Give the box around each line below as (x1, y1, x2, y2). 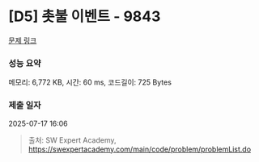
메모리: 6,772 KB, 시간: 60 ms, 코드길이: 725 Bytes (8, 77, 172, 87)
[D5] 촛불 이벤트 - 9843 (8, 7, 161, 26)
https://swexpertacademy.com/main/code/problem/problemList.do (28, 144, 252, 154)
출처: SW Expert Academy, (28, 135, 117, 145)
